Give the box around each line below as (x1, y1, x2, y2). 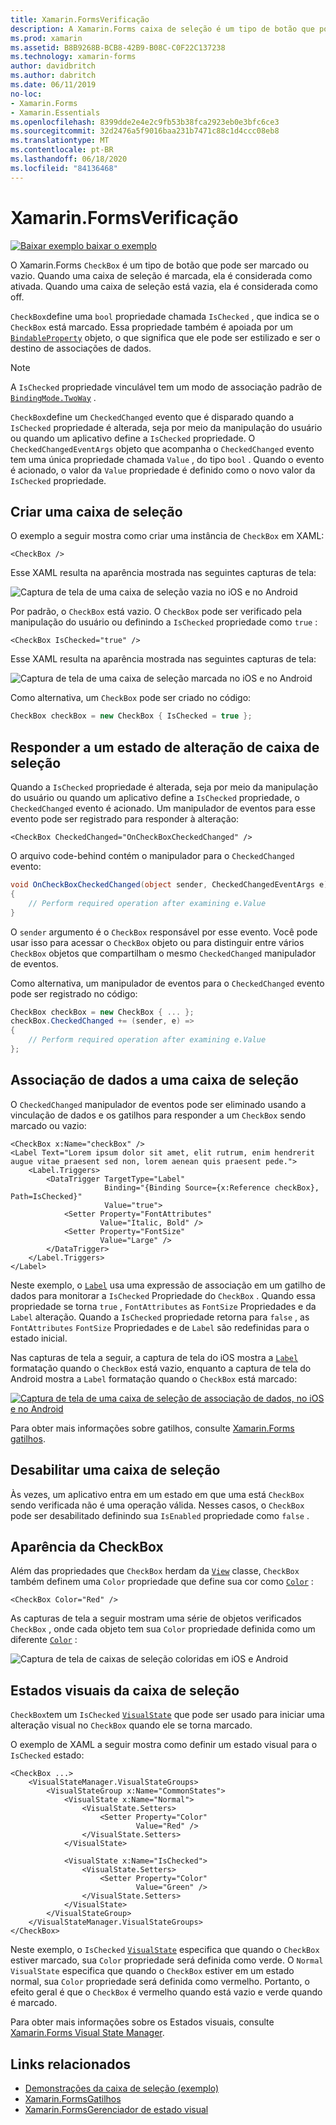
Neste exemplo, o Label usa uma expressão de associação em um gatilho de (10, 1279, 326, 1291)
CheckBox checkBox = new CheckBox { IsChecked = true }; (10, 711, 253, 721)
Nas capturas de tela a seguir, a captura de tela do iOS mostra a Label (10, 1351, 299, 1363)
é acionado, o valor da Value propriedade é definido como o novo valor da (10, 464, 316, 476)
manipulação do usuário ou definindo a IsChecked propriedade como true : (10, 616, 318, 628)
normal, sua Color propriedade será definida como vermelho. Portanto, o (10, 1976, 310, 1988)
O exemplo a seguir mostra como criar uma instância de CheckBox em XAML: (10, 530, 325, 542)
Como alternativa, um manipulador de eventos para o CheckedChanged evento (10, 977, 325, 989)
